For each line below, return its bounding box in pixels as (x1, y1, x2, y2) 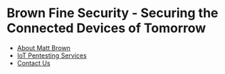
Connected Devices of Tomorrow (6, 20, 206, 36)
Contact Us (16, 58, 51, 67)
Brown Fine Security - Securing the (6, 5, 219, 21)
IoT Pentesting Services (16, 51, 87, 60)
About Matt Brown (16, 43, 70, 52)
